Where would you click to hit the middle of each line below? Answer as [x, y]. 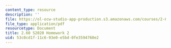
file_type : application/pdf [35, 24]
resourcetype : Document [31, 28]
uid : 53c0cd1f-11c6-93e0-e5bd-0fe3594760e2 [52, 38]
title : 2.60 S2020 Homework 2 [37, 33]
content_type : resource [31, 10]
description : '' [22, 14]
